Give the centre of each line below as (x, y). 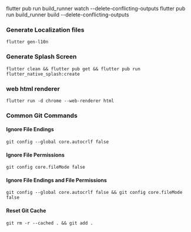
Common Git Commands (42, 115)
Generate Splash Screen (41, 57)
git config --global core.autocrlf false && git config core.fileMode (94, 193)
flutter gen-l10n (27, 42)
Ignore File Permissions (35, 155)
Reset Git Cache (26, 211)
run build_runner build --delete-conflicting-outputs (68, 15)
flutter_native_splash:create (43, 74)
